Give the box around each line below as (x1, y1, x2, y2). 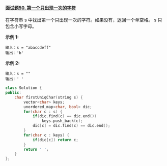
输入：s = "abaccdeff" (5, 45, 51, 50)
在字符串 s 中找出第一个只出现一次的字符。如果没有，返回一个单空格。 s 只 (5, 17, 162, 23)
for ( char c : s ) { (23, 109, 63, 114)
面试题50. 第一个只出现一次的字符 (5, 5, 76, 11)
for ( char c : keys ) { (23, 132, 70, 138)
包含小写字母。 (5, 23, 37, 29)
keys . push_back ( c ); (41, 118, 83, 124)
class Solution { (5, 85, 42, 91)
